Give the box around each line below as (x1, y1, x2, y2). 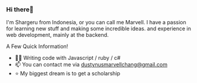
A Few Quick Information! (6, 43, 68, 50)
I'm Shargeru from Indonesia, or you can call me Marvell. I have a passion (6, 19, 186, 26)
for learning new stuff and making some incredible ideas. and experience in (6, 25, 192, 32)
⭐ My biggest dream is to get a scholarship (14, 70, 121, 77)
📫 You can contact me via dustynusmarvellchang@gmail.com (14, 61, 168, 68)
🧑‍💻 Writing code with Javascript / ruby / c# (14, 55, 121, 62)
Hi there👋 (6, 5, 34, 14)
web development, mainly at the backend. (6, 31, 109, 39)
